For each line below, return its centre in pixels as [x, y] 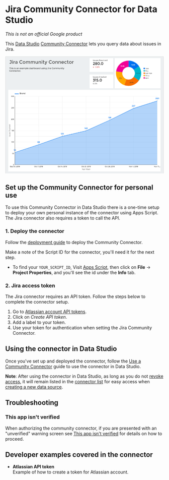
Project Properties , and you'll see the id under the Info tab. [74, 272]
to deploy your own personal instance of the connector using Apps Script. [82, 213]
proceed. [15, 439]
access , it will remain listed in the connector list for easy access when [77, 381]
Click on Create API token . [40, 317]
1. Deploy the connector [35, 231]
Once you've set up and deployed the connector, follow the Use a [73, 361]
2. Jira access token [30, 285]
